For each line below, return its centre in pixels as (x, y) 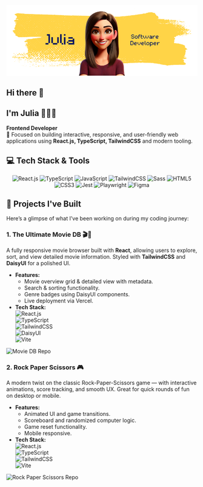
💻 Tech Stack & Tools (48, 161)
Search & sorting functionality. (62, 288)
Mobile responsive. (48, 433)
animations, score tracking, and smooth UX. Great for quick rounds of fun (98, 389)
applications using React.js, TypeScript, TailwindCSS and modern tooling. (99, 141)
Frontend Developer (32, 128)
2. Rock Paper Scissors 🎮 (45, 367)
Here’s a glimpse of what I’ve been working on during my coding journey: (98, 219)
